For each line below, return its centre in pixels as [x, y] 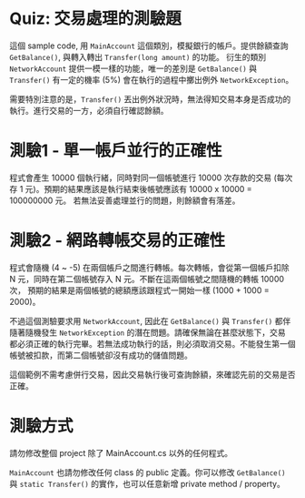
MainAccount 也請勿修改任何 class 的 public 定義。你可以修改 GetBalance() [148, 472]
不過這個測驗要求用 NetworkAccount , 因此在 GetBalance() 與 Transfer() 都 [146, 320]
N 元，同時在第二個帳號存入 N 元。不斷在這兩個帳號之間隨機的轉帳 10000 [147, 279]
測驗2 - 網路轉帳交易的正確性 [117, 241]
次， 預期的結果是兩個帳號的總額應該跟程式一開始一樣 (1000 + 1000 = [139, 290]
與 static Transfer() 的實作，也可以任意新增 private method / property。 [148, 483]
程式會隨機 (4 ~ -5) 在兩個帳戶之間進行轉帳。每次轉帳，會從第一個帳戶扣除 [150, 267]
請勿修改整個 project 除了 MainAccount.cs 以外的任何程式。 [121, 452]
